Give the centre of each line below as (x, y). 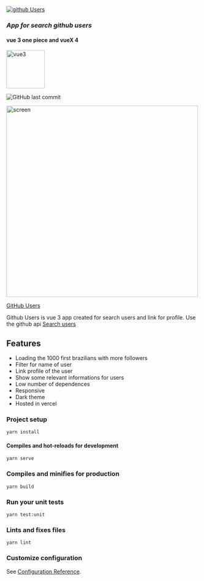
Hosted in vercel (36, 403)
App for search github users (49, 25)
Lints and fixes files (36, 530)
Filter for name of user (43, 364)
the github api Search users (41, 324)
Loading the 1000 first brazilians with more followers (81, 358)
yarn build (20, 487)
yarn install (23, 432)
